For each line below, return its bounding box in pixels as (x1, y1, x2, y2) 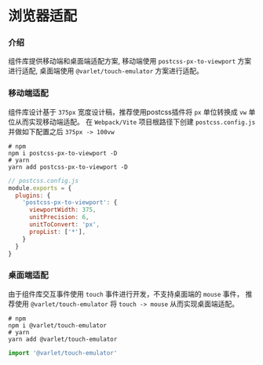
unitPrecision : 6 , (28, 214, 89, 221)
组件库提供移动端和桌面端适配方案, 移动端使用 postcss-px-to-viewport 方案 (8, 57, 252, 66)
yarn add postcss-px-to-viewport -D (8, 162, 128, 171)
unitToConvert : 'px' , (28, 221, 100, 228)
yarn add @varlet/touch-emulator (8, 335, 118, 343)
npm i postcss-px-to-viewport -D (8, 149, 118, 157)
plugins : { (15, 192, 51, 199)
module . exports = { (8, 184, 72, 192)
